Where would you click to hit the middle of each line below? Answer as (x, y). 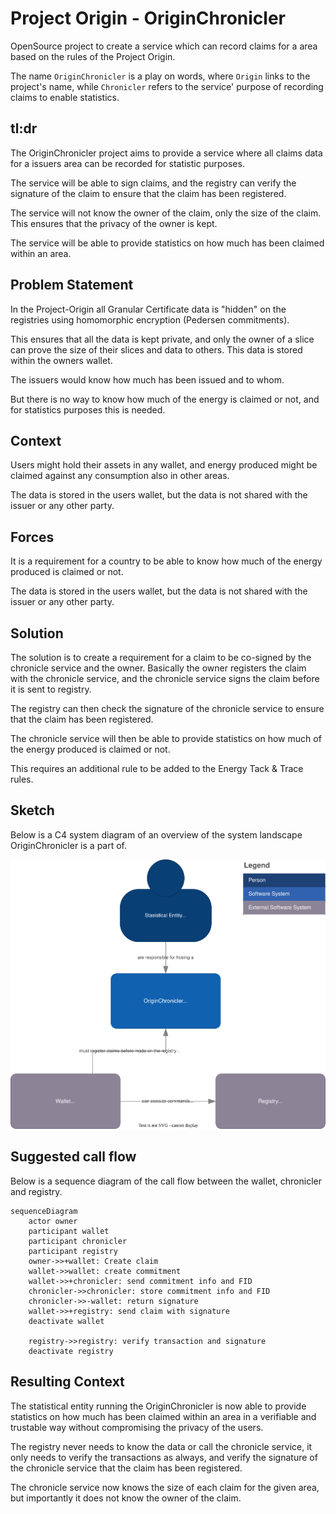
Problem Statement (72, 285)
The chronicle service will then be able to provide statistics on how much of (166, 738)
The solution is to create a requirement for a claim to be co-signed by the (161, 657)
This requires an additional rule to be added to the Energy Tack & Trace (157, 768)
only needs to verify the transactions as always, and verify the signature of (164, 1457)
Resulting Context (67, 1382)
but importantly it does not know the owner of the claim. (126, 1498)
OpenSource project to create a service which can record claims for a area (164, 46)
